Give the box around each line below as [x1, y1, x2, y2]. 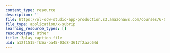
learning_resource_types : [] [5, 26, 67, 31]
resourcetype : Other [5, 31, 49, 36]
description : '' [5, 12, 39, 17]
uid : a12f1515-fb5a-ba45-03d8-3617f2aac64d [5, 40, 99, 45]
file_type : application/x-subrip [5, 21, 76, 27]
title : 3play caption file [5, 36, 62, 41]
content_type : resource [5, 7, 56, 13]
